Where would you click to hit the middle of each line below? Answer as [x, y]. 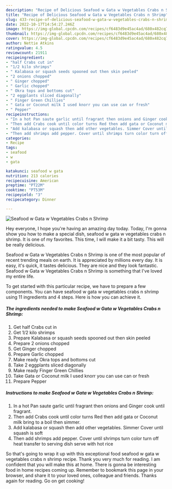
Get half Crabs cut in [35, 327]
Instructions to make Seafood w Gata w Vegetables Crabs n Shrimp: [80, 393]
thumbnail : [17, 34]
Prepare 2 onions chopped [41, 343]
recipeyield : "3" [24, 195]
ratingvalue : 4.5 [24, 48]
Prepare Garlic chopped [38, 354]
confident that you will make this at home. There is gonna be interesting [81, 464]
